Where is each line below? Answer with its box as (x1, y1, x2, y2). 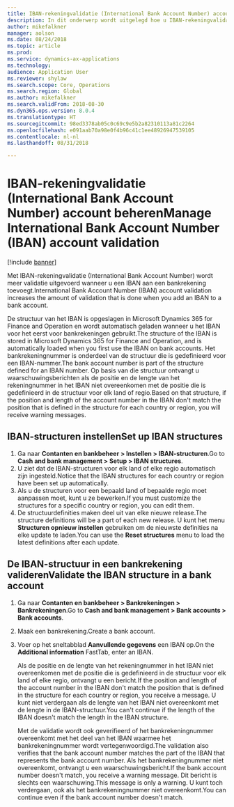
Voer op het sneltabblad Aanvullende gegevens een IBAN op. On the (17, 640, 214, 648)
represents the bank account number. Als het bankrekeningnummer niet (17, 756, 224, 765)
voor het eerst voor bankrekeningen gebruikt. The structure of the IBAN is (7, 329, 217, 338)
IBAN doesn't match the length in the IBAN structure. (17, 713, 169, 721)
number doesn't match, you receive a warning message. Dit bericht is (17, 771, 217, 779)
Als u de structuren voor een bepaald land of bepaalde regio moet (17, 486, 207, 494)
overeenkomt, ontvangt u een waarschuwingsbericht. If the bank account (17, 763, 226, 771)
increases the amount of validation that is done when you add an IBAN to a (7, 294, 221, 302)
